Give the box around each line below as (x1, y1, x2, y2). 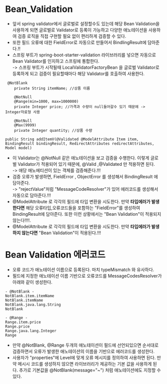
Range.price (5, 324, 30, 329)
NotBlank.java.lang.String (5, 302, 61, 307)
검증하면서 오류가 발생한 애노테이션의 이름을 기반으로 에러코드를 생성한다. (12, 348, 155, 354)
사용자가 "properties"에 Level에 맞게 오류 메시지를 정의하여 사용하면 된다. (12, 355, 156, 361)
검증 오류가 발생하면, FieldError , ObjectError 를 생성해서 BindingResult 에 (12, 173, 158, 179)
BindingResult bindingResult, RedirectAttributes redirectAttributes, (5, 141, 155, 146)
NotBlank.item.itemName (5, 293, 55, 298)
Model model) (5, 145, 32, 150)
